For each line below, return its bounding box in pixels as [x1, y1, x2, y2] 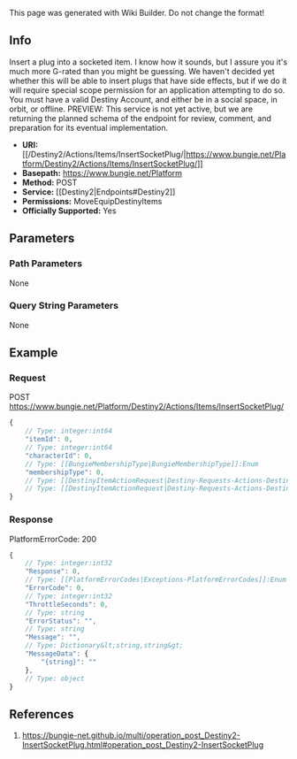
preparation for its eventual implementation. [9, 122, 169, 133]
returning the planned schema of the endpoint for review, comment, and [9, 112, 271, 123]
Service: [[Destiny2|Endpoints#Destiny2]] [21, 186, 176, 197]
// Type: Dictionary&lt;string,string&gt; [25, 641, 184, 650]
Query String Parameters [9, 300, 119, 312]
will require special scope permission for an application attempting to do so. [9, 84, 286, 96]
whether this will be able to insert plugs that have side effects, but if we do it [9, 75, 287, 86]
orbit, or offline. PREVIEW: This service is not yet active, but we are [9, 103, 254, 114]
